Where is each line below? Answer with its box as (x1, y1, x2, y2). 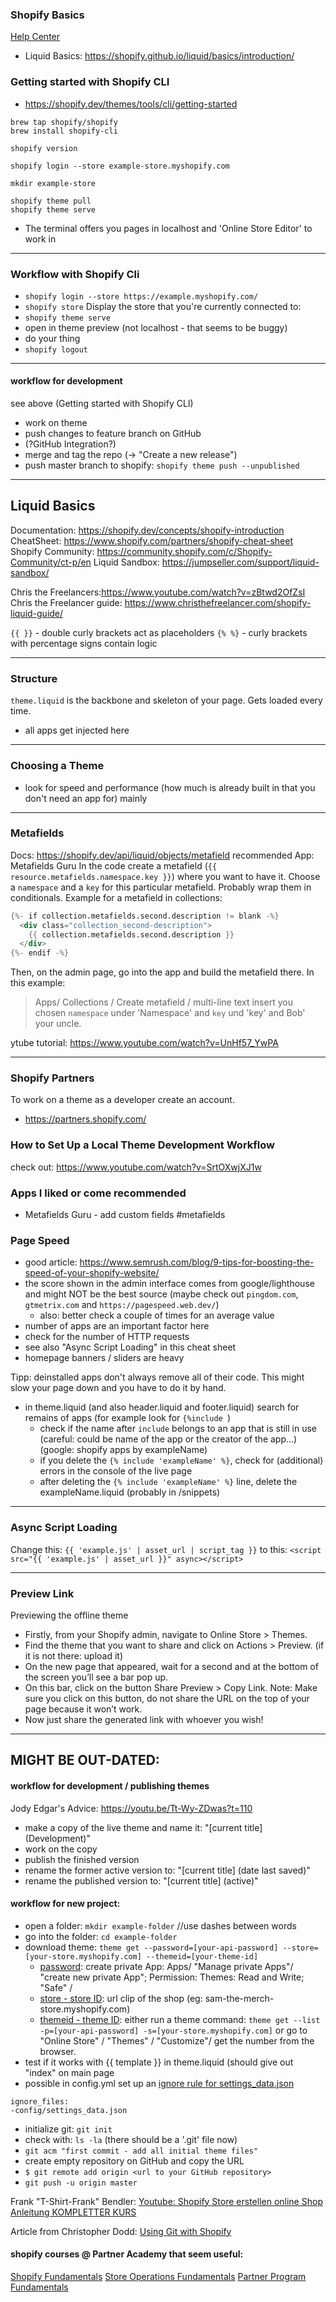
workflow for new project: (10, 1898, 121, 1910)
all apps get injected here (24, 724, 130, 737)
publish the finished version (24, 1853, 140, 1865)
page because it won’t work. (24, 1703, 143, 1715)
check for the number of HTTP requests (24, 1331, 190, 1343)
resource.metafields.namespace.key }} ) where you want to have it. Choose (10, 870, 321, 882)
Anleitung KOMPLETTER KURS (10, 2206, 137, 2218)
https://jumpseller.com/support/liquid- (161, 556, 320, 568)
